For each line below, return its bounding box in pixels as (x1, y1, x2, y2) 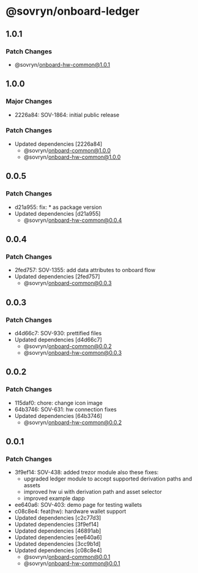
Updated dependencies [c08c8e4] (14, 547, 102, 554)
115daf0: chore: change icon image (14, 399, 103, 406)
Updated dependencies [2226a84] (14, 140, 103, 148)
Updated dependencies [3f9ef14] (14, 521, 99, 528)
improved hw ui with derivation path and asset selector (23, 488, 163, 496)
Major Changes (5, 97, 53, 105)
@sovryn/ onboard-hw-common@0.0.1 (23, 560, 120, 567)
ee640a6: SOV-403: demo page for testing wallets (14, 501, 142, 509)
